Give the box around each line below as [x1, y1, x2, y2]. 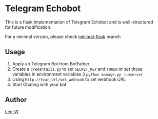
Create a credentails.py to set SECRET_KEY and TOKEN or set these [12, 66, 143, 72]
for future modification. [5, 24, 52, 30]
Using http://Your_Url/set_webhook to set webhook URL [12, 76, 126, 82]
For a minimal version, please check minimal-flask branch [5, 34, 121, 40]
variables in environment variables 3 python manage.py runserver [12, 71, 143, 77]
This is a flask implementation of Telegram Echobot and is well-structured [5, 19, 154, 25]
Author [5, 96, 27, 104]
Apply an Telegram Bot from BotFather [12, 60, 90, 66]
